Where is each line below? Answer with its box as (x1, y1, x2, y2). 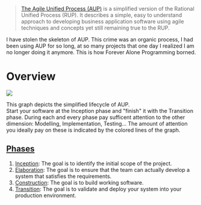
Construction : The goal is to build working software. (14, 179, 144, 186)
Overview (6, 70, 56, 84)
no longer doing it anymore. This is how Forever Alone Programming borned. (6, 49, 196, 56)
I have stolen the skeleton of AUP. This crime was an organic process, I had (6, 36, 194, 43)
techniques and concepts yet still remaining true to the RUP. (20, 24, 170, 31)
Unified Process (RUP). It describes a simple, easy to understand (20, 11, 182, 19)
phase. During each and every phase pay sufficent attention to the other (6, 114, 185, 121)
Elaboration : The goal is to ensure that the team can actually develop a (14, 166, 190, 173)
